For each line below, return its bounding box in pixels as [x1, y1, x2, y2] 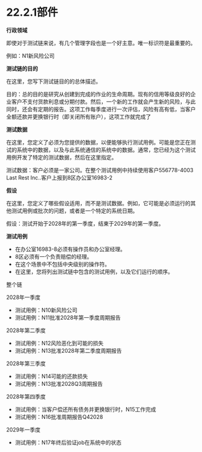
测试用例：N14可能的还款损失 [14, 373, 88, 380]
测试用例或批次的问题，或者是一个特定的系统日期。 [11, 207, 138, 214]
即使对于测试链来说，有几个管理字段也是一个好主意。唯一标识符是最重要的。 [6, 39, 196, 46]
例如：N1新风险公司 [6, 52, 55, 59]
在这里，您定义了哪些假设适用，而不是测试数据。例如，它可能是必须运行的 [6, 199, 191, 206]
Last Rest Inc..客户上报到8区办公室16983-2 [6, 174, 113, 181]
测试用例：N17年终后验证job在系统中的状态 [14, 439, 122, 446]
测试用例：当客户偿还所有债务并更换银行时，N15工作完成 [14, 406, 156, 413]
